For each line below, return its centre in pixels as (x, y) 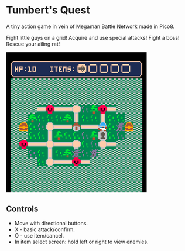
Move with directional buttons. (51, 223)
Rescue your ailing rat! (33, 44)
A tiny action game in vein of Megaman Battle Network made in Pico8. (90, 26)
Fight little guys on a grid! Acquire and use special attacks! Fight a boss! (93, 37)
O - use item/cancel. (39, 235)
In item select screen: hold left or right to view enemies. (81, 242)
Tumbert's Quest (48, 10)
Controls (22, 209)
